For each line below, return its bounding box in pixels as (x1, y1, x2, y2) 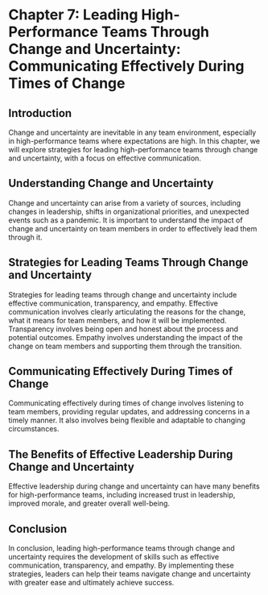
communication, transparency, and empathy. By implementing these (8, 560, 235, 570)
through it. (8, 232, 43, 242)
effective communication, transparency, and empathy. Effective (8, 298, 219, 308)
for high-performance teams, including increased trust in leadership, (8, 490, 236, 500)
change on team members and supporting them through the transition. (8, 341, 242, 351)
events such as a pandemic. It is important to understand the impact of (8, 215, 243, 225)
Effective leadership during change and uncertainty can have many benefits (8, 481, 260, 491)
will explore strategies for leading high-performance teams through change (8, 145, 258, 154)
